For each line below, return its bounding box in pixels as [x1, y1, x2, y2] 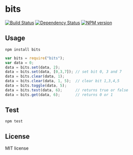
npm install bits [5, 47, 41, 52]
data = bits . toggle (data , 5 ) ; [5, 83, 67, 88]
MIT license [5, 145, 29, 151]
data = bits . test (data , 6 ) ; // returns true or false [5, 88, 129, 93]
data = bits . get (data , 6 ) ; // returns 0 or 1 [5, 92, 113, 97]
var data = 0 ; [5, 60, 34, 65]
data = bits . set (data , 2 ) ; [5, 65, 60, 70]
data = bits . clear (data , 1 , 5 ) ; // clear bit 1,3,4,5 [5, 79, 120, 84]
